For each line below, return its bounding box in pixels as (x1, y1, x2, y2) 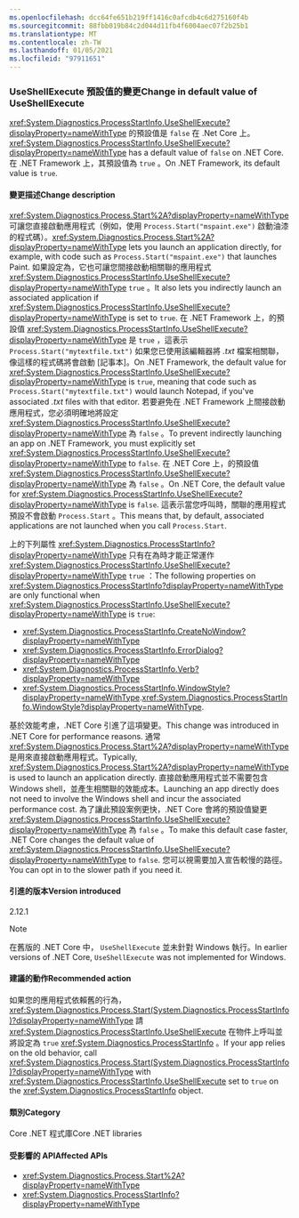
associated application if (9, 292, 100, 302)
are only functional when (9, 589, 101, 601)
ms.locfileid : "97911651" (9, 54, 105, 63)
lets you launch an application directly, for (128, 241, 282, 252)
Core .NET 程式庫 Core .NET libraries (9, 1128, 142, 1139)
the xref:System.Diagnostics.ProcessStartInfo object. (9, 1085, 204, 1095)
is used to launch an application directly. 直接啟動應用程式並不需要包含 (9, 771, 269, 783)
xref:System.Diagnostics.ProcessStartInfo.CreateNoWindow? (21, 625, 246, 636)
